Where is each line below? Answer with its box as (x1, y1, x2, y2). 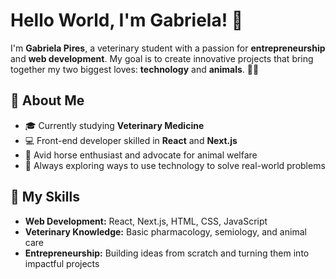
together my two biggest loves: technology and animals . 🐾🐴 (10, 63, 260, 75)
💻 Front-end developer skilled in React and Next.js (24, 134, 238, 146)
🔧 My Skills (10, 189, 80, 206)
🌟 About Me (10, 92, 85, 109)
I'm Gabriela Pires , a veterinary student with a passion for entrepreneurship (10, 42, 326, 54)
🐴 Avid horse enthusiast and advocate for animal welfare (24, 149, 258, 161)
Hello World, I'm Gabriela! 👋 (10, 9, 244, 32)
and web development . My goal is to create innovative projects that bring (10, 52, 314, 64)
